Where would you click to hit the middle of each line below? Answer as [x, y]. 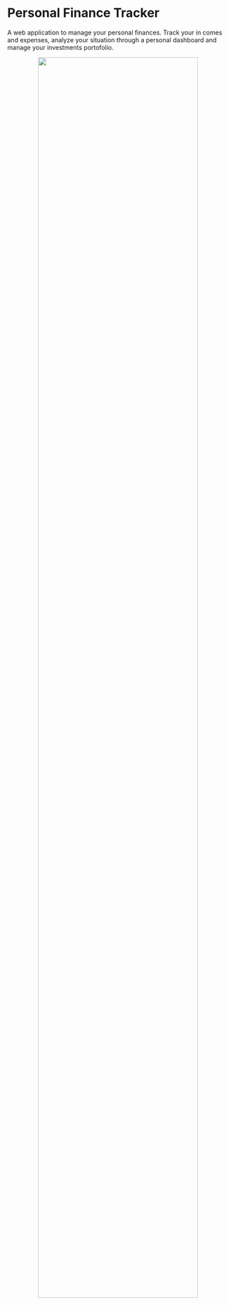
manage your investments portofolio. [60, 47]
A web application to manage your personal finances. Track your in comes [115, 32]
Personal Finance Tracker [84, 13]
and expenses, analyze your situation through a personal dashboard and [112, 39]
